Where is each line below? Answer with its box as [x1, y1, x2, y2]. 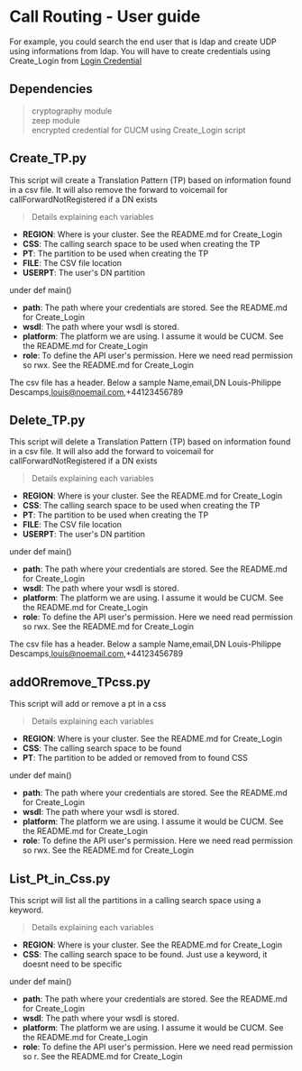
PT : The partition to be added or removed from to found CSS [22, 753, 248, 764]
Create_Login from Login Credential [9, 55, 142, 66]
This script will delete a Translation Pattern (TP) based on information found [9, 436, 291, 447]
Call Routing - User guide [9, 6, 201, 27]
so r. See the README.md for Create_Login [22, 1051, 183, 1061]
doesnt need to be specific [22, 958, 123, 969]
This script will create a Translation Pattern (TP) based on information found [9, 174, 291, 186]
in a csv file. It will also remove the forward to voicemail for [9, 184, 228, 195]
